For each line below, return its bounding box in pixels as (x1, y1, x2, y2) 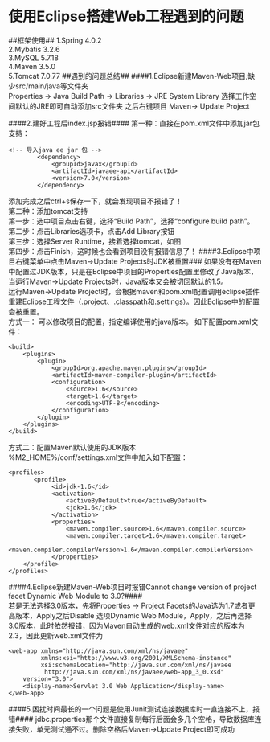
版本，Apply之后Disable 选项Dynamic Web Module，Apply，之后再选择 (14, 610, 252, 620)
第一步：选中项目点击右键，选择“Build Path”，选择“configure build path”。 (8, 216, 255, 226)
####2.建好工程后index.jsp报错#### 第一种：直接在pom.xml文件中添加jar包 (8, 118, 260, 128)
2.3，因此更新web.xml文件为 (8, 630, 104, 640)
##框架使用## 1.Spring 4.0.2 (8, 35, 102, 45)
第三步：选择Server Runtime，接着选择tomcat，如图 (8, 236, 182, 246)
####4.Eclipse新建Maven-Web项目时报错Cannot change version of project (8, 582, 257, 592)
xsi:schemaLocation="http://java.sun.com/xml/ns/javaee (40, 661, 231, 669)
